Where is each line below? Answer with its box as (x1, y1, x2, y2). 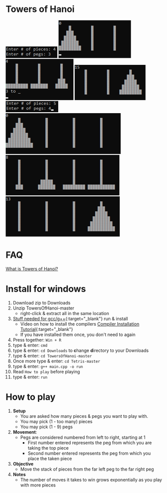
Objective (12, 461, 34, 467)
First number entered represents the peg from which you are (27, 440, 152, 446)
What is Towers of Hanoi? (5, 266, 59, 272)
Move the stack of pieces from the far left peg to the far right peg (20, 466, 154, 472)
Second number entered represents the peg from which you (27, 450, 151, 456)
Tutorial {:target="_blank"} (20, 326, 74, 332)
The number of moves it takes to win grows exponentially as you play (20, 477, 162, 483)
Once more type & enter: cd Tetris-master (12, 358, 100, 364)
